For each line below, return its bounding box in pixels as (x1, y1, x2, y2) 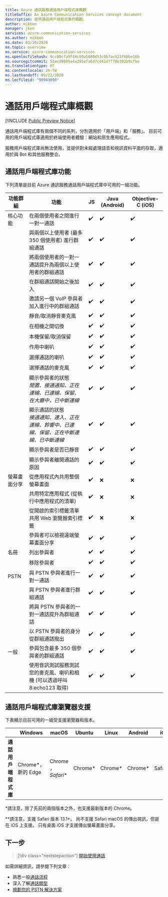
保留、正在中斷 (39, 429, 74, 436)
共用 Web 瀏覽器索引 (29, 515, 78, 522)
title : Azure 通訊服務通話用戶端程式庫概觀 (5, 7, 86, 13)
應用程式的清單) (39, 497, 76, 505)
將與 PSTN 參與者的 (29, 603, 75, 610)
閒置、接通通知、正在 (29, 381, 79, 388)
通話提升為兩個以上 (29, 261, 74, 268)
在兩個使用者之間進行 (29, 212, 79, 219)
